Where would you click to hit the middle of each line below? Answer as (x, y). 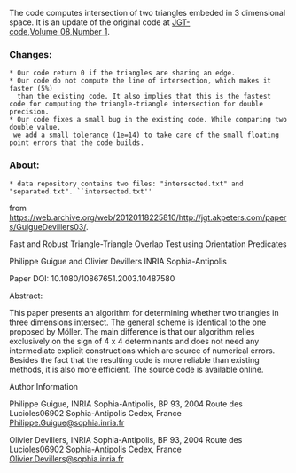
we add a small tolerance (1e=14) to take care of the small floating (146, 135)
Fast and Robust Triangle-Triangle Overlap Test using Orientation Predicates (148, 244)
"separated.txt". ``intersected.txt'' (81, 191)
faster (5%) (31, 89)
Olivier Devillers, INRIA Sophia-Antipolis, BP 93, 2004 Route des (126, 439)
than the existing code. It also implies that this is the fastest (144, 97)
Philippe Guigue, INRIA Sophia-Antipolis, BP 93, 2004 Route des (126, 404)
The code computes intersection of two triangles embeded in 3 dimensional (148, 13)
